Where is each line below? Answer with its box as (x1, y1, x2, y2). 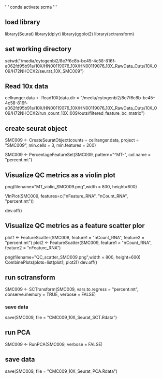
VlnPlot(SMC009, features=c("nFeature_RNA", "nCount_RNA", (5, 193, 128, 199)
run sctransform (5, 273, 56, 282)
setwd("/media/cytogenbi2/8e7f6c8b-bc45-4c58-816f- (5, 58, 116, 63)
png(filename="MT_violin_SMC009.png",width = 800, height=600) (5, 184, 137, 190)
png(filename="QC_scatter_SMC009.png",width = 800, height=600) (5, 254, 141, 260)
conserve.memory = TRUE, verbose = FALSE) (5, 291, 96, 297)
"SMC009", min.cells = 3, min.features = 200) (5, 142, 96, 148)
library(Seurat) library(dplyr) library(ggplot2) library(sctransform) (5, 31, 134, 37)
